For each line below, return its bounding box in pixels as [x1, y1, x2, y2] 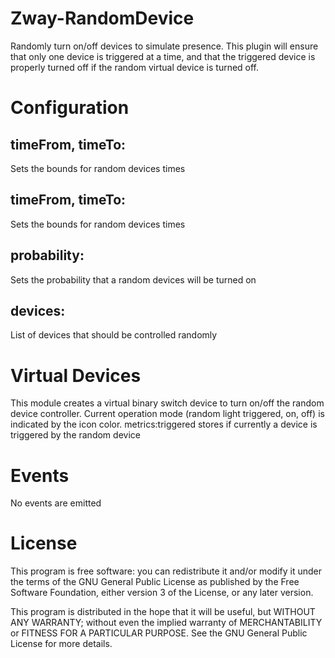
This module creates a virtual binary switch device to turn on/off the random [10, 397, 325, 409]
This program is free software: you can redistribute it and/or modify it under [10, 565, 322, 577]
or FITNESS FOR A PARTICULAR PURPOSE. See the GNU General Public [10, 627, 308, 639]
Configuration [10, 97, 130, 119]
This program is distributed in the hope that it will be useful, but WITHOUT [10, 606, 316, 618]
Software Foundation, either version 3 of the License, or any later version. [10, 587, 314, 599]
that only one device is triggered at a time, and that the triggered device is [10, 50, 316, 62]
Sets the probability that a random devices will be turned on [10, 273, 257, 286]
